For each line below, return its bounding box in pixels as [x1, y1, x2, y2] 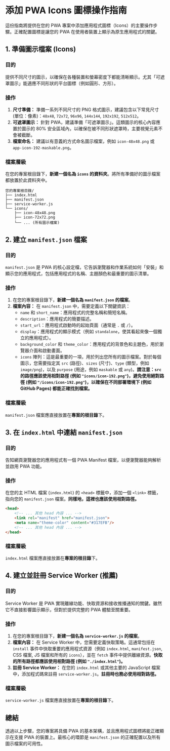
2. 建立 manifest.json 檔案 [5, 235, 88, 244]
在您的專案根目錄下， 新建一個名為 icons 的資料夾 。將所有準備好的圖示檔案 [5, 171, 161, 177]
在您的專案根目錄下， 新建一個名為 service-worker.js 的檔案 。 [12, 633, 143, 639]
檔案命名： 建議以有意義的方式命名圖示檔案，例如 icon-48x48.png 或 [12, 138, 155, 144]
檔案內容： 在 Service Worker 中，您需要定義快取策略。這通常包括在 [12, 639, 155, 646]
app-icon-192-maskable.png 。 [12, 144, 74, 150]
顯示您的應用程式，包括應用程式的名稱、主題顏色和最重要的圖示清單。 [5, 270, 152, 276]
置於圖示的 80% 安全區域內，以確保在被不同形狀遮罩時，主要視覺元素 [12, 125, 158, 132]
